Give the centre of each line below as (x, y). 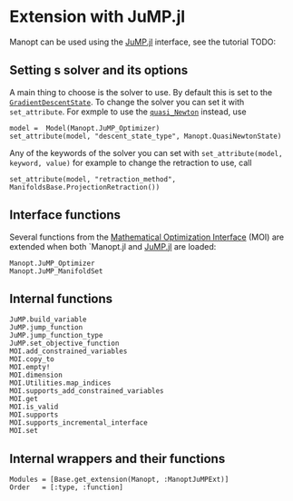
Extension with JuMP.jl (98, 17)
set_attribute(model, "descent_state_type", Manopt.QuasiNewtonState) (146, 136)
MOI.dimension (36, 375)
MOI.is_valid (34, 407)
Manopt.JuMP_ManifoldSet (56, 271)
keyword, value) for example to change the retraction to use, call (131, 162)
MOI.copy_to (32, 359)
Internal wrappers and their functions (117, 459)
